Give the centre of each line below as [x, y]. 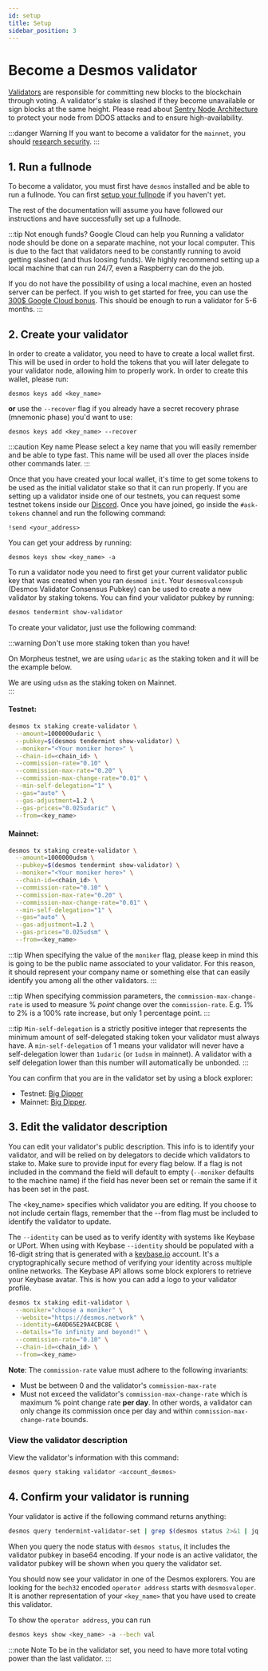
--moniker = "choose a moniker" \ [69, 1310]
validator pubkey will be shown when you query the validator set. [115, 1563]
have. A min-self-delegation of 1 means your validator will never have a [126, 1045]
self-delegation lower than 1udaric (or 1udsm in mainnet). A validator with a [130, 1053]
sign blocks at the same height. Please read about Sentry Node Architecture [133, 110]
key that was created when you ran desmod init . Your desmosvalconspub [126, 580]
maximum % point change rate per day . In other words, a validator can [136, 1402]
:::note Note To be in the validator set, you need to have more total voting [128, 1649]
